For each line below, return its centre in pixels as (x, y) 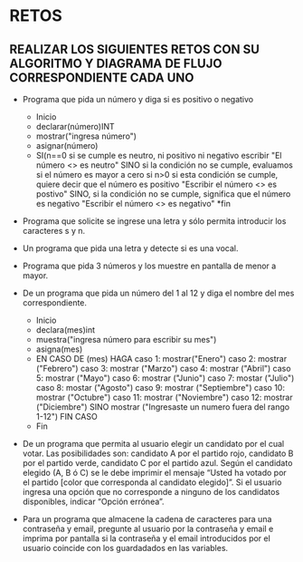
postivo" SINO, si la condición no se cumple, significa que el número (163, 194)
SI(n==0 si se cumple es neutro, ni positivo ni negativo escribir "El (159, 155)
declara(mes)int (65, 330)
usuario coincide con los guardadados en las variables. (125, 548)
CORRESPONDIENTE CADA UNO (102, 78)
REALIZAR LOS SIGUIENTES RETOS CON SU (135, 49)
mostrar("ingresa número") (86, 136)
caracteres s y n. (54, 231)
